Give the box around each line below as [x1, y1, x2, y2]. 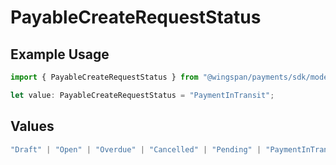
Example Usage [10, 46, 110, 63]
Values [10, 118, 55, 135]
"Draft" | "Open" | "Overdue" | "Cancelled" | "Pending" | [10, 144, 262, 155]
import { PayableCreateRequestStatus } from [10, 72, 199, 82]
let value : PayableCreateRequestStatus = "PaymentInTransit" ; [10, 90, 275, 100]
